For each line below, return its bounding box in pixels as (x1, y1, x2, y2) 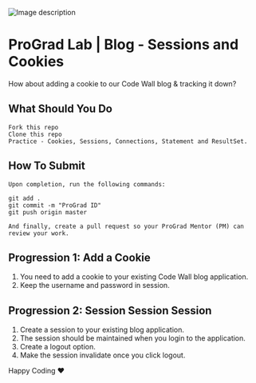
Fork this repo (8, 123, 59, 131)
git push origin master (8, 208, 88, 216)
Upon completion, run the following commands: (8, 180, 166, 188)
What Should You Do (8, 102, 113, 116)
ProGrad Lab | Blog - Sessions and (8, 36, 239, 54)
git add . (8, 194, 41, 202)
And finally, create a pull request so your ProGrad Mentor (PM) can (8, 222, 245, 230)
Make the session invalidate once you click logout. (19, 350, 186, 360)
